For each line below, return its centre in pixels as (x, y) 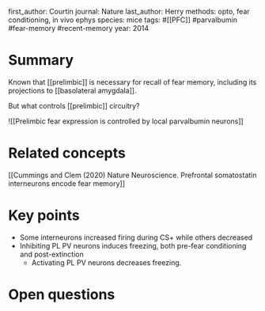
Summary (41, 61)
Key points (44, 216)
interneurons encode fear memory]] (66, 183)
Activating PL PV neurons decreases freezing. (106, 262)
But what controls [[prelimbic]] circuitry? (74, 105)
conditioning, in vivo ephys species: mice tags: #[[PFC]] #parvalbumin (123, 20)
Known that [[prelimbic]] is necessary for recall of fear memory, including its (132, 82)
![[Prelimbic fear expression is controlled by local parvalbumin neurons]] (126, 121)
